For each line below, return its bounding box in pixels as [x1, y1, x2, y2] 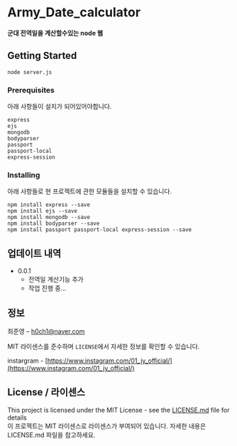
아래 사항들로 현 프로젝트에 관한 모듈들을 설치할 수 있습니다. [7, 187, 172, 196]
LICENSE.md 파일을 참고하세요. [7, 430, 96, 439]
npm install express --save [7, 201, 91, 208]
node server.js [7, 68, 53, 75]
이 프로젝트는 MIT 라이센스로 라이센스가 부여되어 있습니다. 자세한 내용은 [7, 421, 206, 430]
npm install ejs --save [7, 208, 78, 215]
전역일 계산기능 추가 [28, 275, 84, 284]
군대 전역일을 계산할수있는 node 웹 [7, 28, 104, 37]
